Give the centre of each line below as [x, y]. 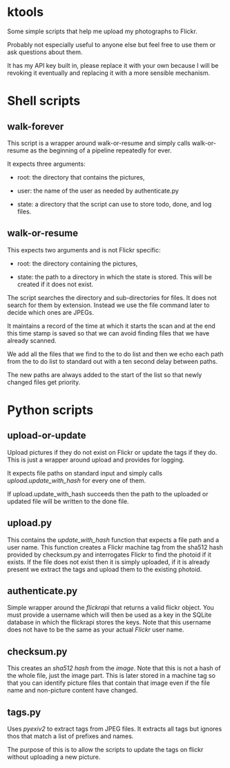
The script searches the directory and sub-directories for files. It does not [112, 297]
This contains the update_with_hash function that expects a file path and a [113, 540]
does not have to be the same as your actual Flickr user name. [96, 630]
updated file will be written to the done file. [68, 501]
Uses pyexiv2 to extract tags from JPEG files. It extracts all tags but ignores [115, 729]
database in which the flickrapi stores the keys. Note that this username [109, 622]
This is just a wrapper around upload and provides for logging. [96, 460]
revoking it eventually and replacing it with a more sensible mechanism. [109, 73]
